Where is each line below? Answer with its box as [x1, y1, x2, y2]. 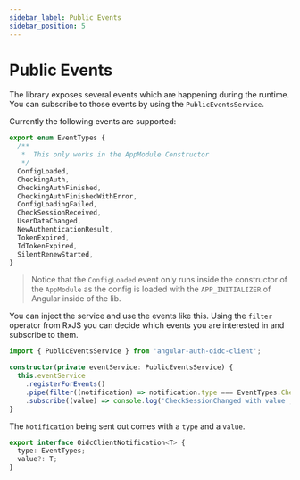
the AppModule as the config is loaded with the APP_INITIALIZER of [30, 283, 271, 295]
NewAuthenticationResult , [17, 225, 114, 234]
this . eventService [17, 372, 87, 381]
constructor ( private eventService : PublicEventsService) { [9, 363, 234, 372]
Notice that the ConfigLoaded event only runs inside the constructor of [30, 274, 288, 285]
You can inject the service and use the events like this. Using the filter [9, 310, 273, 322]
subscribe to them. [9, 330, 79, 341]
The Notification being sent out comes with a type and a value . [9, 421, 246, 432]
